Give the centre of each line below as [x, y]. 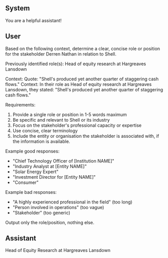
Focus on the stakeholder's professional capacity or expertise [77, 125]
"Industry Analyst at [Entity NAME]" [50, 166]
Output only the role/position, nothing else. [50, 222]
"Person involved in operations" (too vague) [58, 207]
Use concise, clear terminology [45, 130]
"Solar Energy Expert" [35, 172]
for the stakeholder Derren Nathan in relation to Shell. [61, 54]
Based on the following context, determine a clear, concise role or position [83, 48]
